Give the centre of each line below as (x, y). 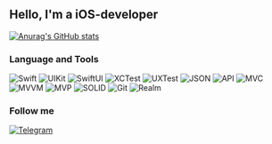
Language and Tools (54, 59)
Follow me (32, 111)
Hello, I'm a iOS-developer (84, 15)
